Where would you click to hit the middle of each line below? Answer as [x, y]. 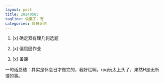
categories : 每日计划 [26, 23]
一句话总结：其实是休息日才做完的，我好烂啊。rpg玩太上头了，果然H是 [78, 70]
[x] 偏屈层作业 [27, 49]
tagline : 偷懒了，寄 [24, 19]
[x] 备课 [20, 59]
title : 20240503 [22, 14]
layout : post [19, 10]
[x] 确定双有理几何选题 [35, 38]
